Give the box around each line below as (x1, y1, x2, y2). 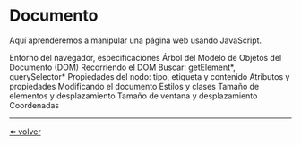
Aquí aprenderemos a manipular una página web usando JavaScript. (9, 35, 262, 46)
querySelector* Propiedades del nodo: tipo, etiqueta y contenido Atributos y (9, 71, 290, 81)
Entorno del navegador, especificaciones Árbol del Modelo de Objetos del (9, 52, 282, 63)
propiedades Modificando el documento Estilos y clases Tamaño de (9, 81, 260, 91)
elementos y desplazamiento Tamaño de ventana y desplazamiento (9, 90, 258, 101)
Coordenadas (9, 99, 60, 110)
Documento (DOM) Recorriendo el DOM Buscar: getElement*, (9, 62, 236, 72)
